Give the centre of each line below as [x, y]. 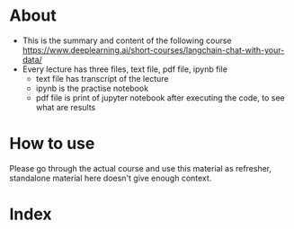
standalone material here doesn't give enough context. [111, 178]
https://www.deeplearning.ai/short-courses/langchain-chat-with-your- [153, 49]
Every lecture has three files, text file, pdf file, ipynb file [125, 69]
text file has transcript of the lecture [102, 78]
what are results [66, 107]
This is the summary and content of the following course [127, 40]
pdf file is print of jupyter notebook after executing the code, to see [160, 97]
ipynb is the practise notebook [92, 88]
